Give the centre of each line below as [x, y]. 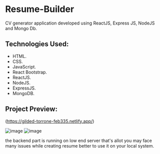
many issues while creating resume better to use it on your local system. [80, 145]
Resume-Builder [40, 9]
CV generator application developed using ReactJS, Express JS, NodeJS [80, 23]
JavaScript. [24, 66]
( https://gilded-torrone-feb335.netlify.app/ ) [50, 121]
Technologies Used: [37, 44]
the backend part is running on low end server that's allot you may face [79, 140]
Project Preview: [31, 109]
